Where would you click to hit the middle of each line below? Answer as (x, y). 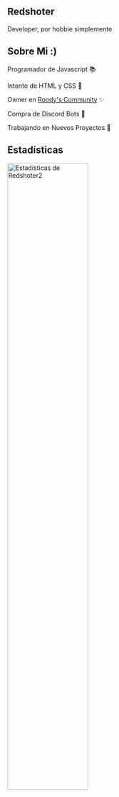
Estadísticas (36, 150)
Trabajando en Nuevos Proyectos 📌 (59, 127)
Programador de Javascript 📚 (52, 69)
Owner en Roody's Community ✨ (56, 99)
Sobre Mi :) (32, 52)
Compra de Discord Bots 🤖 (46, 114)
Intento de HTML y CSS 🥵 (45, 86)
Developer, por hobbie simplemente (60, 29)
